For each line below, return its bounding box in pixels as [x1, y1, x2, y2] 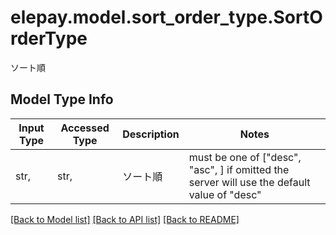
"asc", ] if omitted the [188, 162, 290, 176]
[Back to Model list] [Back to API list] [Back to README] [10, 213, 240, 225]
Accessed [60, 121, 110, 135]
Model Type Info [10, 91, 114, 108]
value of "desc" [188, 187, 262, 201]
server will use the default [188, 175, 311, 189]
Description [122, 127, 180, 141]
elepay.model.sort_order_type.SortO [10, 6, 323, 29]
